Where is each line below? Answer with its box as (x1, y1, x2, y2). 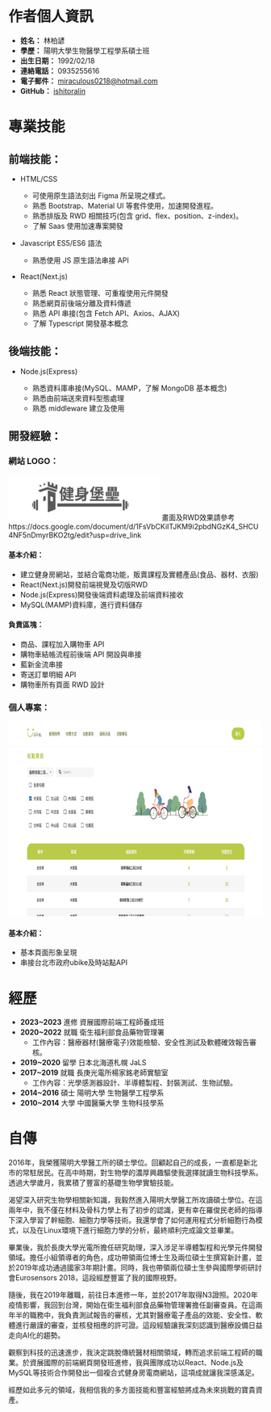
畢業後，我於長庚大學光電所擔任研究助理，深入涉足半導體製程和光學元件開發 (8, 1242, 263, 1253)
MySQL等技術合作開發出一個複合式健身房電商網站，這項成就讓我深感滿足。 (8, 1368, 260, 1378)
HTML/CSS (19, 174, 58, 183)
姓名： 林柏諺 (19, 36, 65, 45)
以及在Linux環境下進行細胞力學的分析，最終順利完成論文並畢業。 (22, 1225, 239, 1235)
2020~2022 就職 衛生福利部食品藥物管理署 (19, 1027, 165, 1037)
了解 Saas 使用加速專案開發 (31, 221, 123, 230)
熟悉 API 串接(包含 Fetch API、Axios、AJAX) (31, 308, 180, 318)
